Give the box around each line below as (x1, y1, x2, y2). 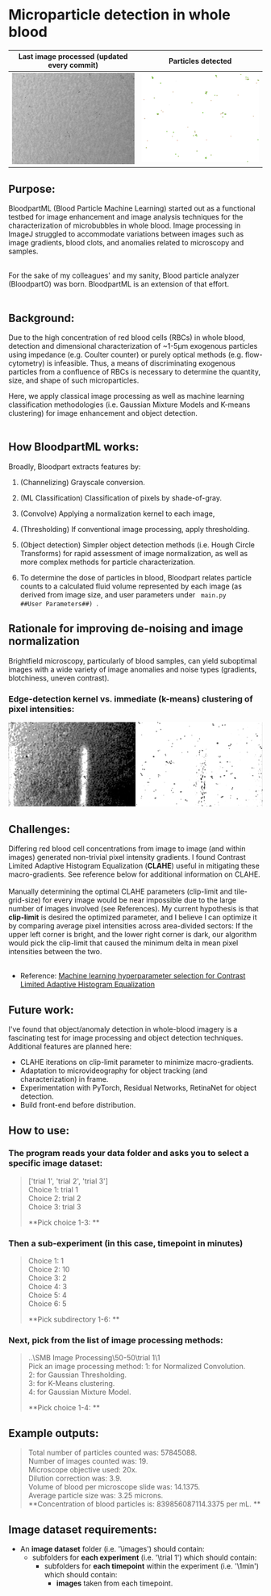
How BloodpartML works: (8, 440, 140, 454)
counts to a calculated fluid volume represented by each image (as (19, 581, 242, 591)
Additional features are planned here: (8, 1041, 132, 1051)
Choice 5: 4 (27, 1290, 67, 1301)
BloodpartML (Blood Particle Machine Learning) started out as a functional (8, 203, 256, 213)
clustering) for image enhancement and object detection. (8, 408, 198, 418)
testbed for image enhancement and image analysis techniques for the (8, 212, 244, 222)
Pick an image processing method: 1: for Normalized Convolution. (27, 1362, 246, 1372)
